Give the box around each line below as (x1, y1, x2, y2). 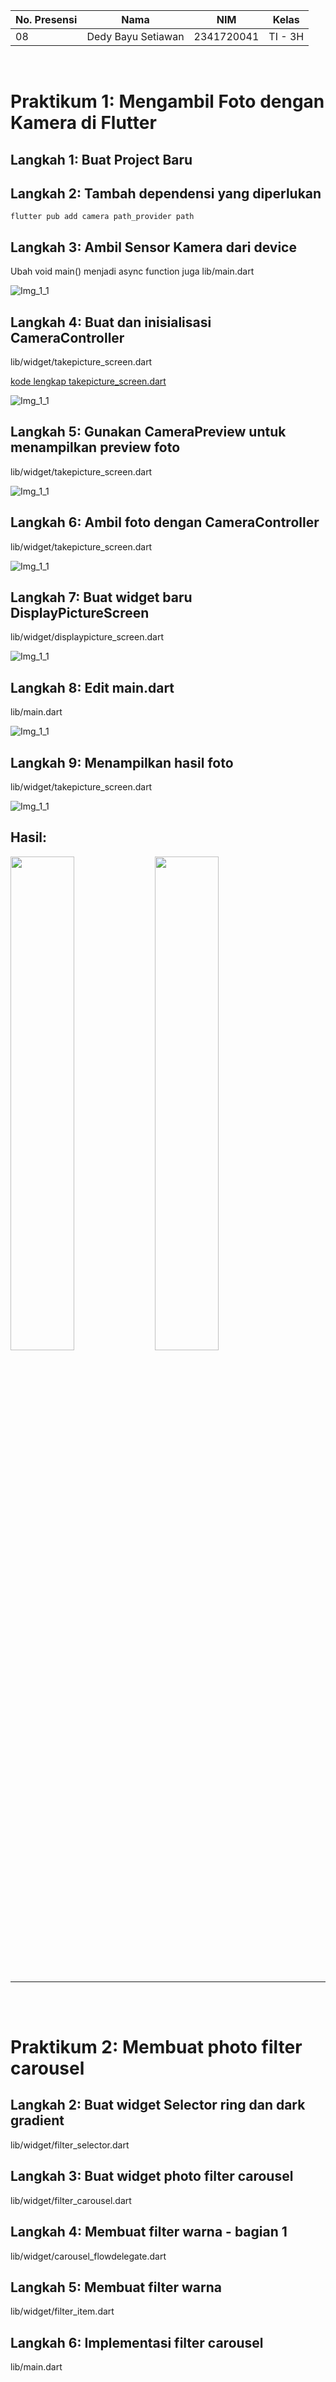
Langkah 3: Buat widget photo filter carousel (10, 2168, 294, 2185)
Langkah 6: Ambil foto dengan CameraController (10, 514, 320, 531)
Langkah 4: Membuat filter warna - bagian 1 (10, 2224, 288, 2241)
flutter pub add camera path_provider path (10, 212, 195, 222)
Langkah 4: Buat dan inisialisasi (10, 314, 212, 331)
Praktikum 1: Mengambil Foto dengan (10, 90, 325, 113)
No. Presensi (15, 13, 78, 26)
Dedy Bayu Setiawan (86, 30, 185, 43)
